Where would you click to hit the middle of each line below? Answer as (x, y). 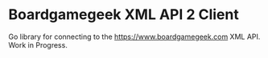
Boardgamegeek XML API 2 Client (124, 15)
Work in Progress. (38, 44)
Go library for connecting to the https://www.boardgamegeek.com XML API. (134, 37)
